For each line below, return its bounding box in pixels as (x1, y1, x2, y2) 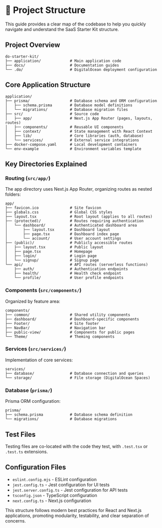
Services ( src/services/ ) (5, 345, 66, 352)
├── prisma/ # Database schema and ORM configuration (5, 98, 157, 103)
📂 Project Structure (5, 4, 86, 16)
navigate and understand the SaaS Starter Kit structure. (5, 26, 119, 32)
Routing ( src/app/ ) (5, 175, 51, 182)
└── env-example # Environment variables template (5, 146, 142, 151)
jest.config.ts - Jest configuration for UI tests (12, 482, 110, 488)
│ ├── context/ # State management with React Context (5, 129, 153, 134)
